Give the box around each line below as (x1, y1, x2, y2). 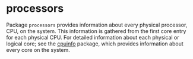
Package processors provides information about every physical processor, (6, 21, 188, 28)
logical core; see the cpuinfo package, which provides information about (6, 40, 184, 47)
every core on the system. (6, 46, 70, 53)
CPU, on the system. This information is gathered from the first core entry (6, 27, 186, 34)
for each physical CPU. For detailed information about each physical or (6, 34, 179, 41)
